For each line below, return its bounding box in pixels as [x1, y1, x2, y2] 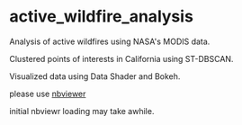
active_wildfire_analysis [9, 6, 193, 27]
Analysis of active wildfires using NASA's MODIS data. [9, 36, 211, 47]
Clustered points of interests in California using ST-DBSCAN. [9, 53, 234, 64]
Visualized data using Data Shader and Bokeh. [9, 70, 181, 82]
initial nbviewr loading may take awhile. [9, 105, 155, 116]
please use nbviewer [9, 88, 86, 99]
